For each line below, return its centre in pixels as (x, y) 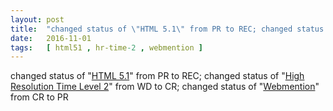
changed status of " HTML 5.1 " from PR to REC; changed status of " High (157, 76)
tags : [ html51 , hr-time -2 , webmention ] (106, 47)
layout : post (37, 19)
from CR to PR (39, 97)
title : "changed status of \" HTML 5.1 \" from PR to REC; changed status (167, 29)
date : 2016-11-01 (51, 38)
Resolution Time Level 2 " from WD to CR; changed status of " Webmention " (165, 87)
